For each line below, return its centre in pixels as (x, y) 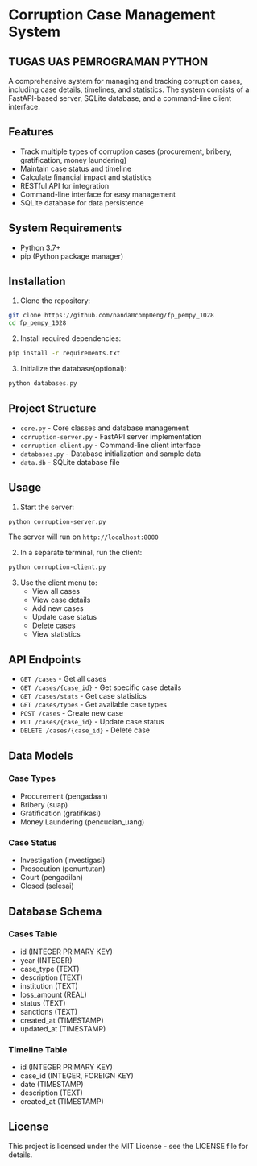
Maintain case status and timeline (75, 168)
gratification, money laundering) (73, 160)
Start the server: (47, 507)
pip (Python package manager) (72, 256)
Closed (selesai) (47, 886)
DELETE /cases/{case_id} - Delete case (85, 730)
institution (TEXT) (49, 985)
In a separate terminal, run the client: (81, 553)
